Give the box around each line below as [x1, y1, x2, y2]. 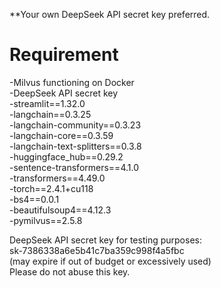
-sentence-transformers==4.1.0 [9, 161, 139, 173]
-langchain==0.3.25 [9, 108, 92, 120]
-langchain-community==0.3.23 [9, 119, 142, 131]
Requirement [9, 44, 119, 66]
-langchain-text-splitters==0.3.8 [9, 140, 142, 152]
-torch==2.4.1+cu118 [9, 182, 94, 194]
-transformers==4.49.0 [9, 172, 106, 184]
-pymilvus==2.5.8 [9, 214, 83, 226]
